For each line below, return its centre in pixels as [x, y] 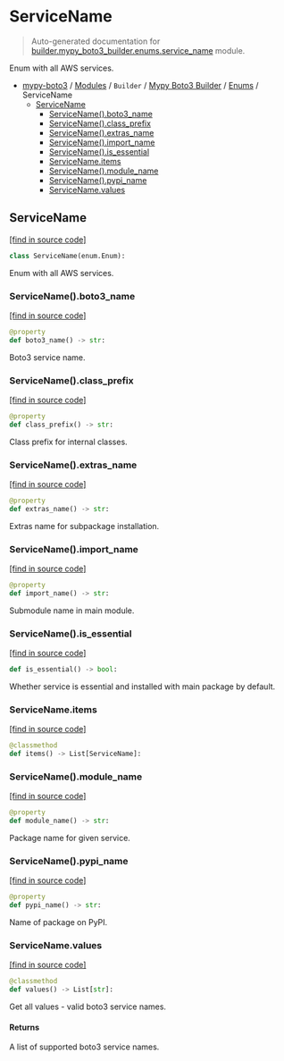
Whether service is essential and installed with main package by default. [142, 686]
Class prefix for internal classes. [68, 442]
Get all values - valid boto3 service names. [88, 1006]
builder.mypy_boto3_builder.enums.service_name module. [138, 50]
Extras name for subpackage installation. [84, 526]
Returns [25, 1027]
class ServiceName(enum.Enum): [67, 256]
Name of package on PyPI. [58, 922]
